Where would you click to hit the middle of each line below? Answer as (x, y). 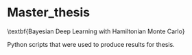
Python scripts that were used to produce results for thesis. (91, 44)
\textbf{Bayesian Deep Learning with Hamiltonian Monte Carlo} (96, 31)
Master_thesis (49, 13)
